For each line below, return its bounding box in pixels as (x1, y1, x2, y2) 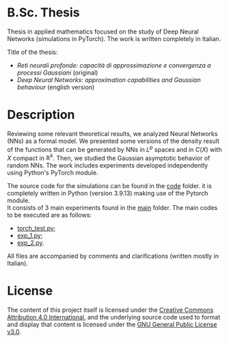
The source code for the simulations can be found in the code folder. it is (7, 182, 212, 190)
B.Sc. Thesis (7, 5, 80, 21)
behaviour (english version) (16, 83, 95, 91)
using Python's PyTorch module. (7, 169, 98, 177)
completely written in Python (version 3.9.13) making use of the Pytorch (7, 189, 208, 198)
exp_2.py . (16, 239, 44, 247)
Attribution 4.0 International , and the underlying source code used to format (7, 313, 221, 321)
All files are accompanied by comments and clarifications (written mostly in (7, 252, 219, 261)
